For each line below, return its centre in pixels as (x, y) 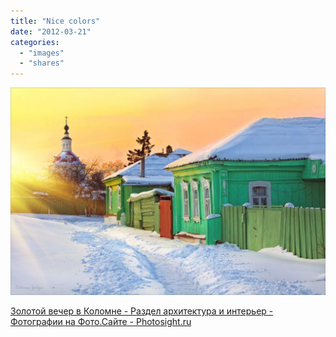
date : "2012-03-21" (51, 31)
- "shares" (42, 63)
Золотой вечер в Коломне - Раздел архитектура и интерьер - (142, 311)
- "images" (42, 53)
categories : (35, 42)
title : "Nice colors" (55, 21)
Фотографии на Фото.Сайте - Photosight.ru (101, 321)
